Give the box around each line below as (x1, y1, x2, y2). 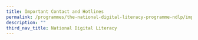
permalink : (6, 14, 33, 20)
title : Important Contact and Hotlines (6, 8, 104, 15)
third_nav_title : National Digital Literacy (6, 25, 117, 31)
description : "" (6, 19, 46, 25)
